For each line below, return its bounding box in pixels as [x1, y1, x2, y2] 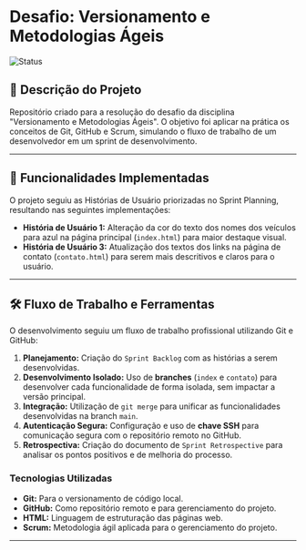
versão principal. [22, 392, 87, 402]
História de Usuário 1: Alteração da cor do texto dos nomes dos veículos [22, 221, 296, 233]
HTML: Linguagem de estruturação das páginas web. [22, 512, 223, 523]
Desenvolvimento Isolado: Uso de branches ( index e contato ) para [22, 372, 278, 383]
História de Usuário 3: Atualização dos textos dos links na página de [22, 241, 281, 252]
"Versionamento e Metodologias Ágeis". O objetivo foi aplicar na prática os [9, 116, 290, 127]
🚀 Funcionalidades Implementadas [9, 170, 209, 186]
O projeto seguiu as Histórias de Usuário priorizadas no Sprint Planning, [9, 194, 280, 206]
